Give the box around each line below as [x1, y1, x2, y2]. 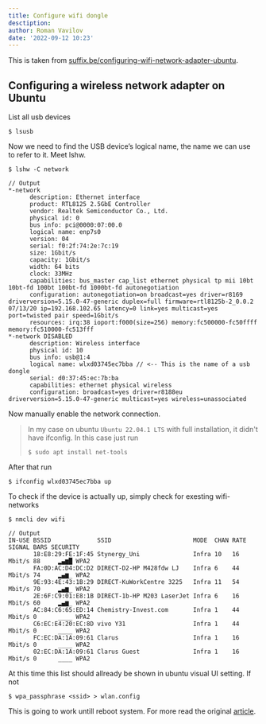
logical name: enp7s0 [29, 228, 102, 236]
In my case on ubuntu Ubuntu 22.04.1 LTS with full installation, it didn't [27, 425, 258, 434]
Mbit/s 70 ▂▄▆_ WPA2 [8, 586, 91, 594]
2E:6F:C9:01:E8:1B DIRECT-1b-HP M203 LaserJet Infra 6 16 [33, 592, 240, 601]
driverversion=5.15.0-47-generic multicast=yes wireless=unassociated [8, 395, 247, 403]
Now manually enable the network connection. [8, 409, 161, 418]
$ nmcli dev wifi [8, 516, 66, 524]
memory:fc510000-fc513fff [8, 325, 94, 334]
